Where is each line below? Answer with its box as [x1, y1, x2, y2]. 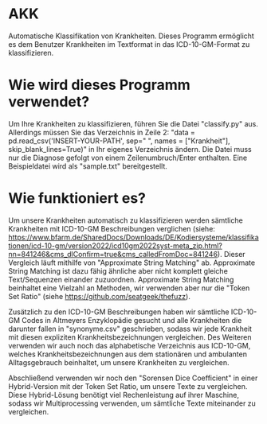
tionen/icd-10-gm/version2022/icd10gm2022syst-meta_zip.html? [8, 240, 223, 251]
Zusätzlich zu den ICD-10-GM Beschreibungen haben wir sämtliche [8, 307, 230, 317]
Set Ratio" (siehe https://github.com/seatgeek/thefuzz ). [8, 291, 191, 301]
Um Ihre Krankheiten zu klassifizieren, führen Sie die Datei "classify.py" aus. [8, 119, 259, 128]
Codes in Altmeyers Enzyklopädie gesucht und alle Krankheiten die [22, 315, 242, 325]
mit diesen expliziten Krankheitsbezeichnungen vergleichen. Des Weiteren [8, 332, 252, 342]
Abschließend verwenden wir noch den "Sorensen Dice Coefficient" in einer [8, 373, 258, 383]
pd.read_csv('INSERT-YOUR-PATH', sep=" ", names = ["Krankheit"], [8, 136, 230, 146]
